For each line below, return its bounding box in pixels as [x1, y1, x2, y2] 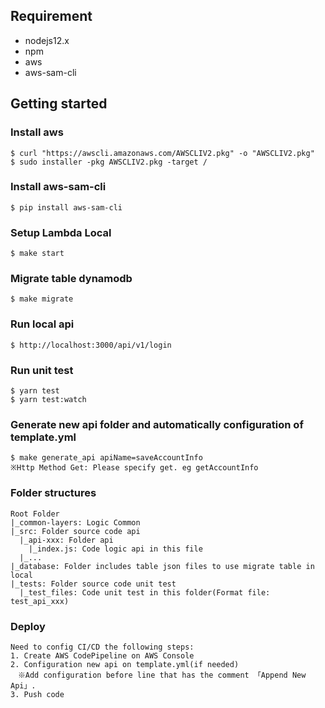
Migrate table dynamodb [10, 272, 133, 286]
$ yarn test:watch [10, 394, 87, 404]
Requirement [10, 8, 93, 25]
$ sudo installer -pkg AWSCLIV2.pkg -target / [10, 157, 208, 167]
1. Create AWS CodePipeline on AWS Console [10, 650, 195, 661]
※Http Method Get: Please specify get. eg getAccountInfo [10, 463, 259, 473]
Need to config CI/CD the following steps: [10, 642, 195, 652]
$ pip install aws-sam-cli [10, 202, 123, 213]
